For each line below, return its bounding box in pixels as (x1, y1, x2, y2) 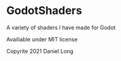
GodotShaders (6, 4, 82, 18)
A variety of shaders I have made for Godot (6, 24, 116, 31)
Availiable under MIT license (6, 35, 78, 43)
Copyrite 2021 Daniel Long (6, 47, 74, 55)
